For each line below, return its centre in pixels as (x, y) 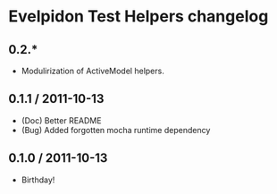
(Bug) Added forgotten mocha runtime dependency (116, 130)
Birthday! (38, 180)
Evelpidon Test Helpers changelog (138, 17)
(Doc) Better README (61, 120)
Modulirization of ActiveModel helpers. (92, 71)
